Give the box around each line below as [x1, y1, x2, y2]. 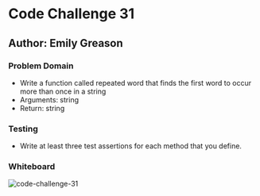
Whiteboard [8, 161, 56, 172]
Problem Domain [8, 60, 74, 71]
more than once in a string [19, 86, 107, 96]
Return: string [19, 103, 65, 113]
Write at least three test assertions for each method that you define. [19, 141, 243, 151]
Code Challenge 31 [8, 5, 135, 23]
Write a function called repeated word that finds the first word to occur [19, 78, 252, 87]
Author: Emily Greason [8, 37, 123, 50]
